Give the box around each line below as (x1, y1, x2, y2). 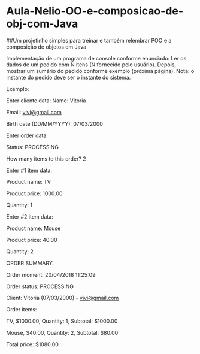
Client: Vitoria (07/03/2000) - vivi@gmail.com (6, 294, 119, 301)
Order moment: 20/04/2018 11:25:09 (6, 271, 96, 278)
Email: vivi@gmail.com (6, 108, 62, 116)
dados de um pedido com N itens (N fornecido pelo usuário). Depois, (6, 61, 177, 68)
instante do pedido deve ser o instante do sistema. (6, 74, 131, 81)
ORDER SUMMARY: (6, 259, 54, 267)
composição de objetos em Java (6, 43, 87, 50)
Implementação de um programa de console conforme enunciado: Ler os (6, 55, 187, 62)
